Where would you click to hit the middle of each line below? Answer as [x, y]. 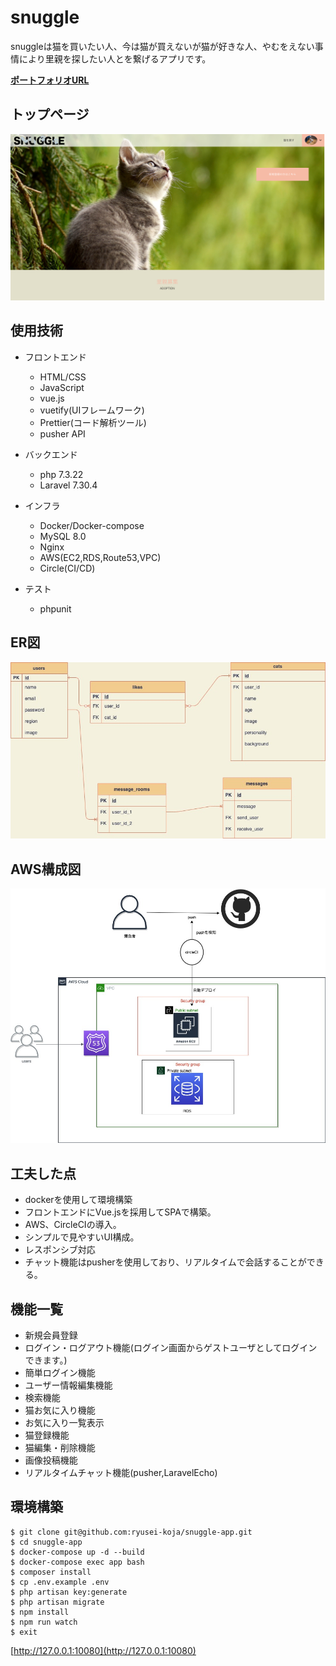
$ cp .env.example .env [60, 1582]
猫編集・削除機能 [60, 1448]
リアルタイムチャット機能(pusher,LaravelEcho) [121, 1473]
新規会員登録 [51, 1335]
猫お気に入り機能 [60, 1410]
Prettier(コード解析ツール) [93, 422]
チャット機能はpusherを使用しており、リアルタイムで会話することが [165, 1262]
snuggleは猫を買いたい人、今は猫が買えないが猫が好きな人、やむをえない [162, 46]
